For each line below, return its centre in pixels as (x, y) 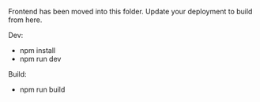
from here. (25, 20)
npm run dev (40, 59)
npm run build (42, 89)
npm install (38, 50)
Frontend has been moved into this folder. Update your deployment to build (130, 11)
